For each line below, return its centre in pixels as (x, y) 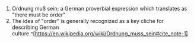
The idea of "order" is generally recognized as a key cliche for (88, 21)
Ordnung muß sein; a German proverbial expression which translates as (99, 9)
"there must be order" (39, 15)
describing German (35, 27)
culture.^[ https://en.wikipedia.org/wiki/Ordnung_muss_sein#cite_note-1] (100, 34)
